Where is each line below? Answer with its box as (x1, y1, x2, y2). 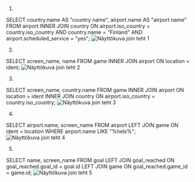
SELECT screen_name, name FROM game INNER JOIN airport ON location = (6, 58, 190, 64)
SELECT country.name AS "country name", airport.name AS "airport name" (6, 16, 187, 23)
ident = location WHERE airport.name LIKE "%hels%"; (6, 128, 136, 135)
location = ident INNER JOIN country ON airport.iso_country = (6, 93, 156, 99)
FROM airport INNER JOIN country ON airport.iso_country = (6, 23, 150, 29)
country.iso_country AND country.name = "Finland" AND (6, 29, 143, 36)
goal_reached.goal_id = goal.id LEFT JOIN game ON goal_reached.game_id (6, 163, 188, 170)
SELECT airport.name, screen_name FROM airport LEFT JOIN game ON (6, 122, 179, 128)
